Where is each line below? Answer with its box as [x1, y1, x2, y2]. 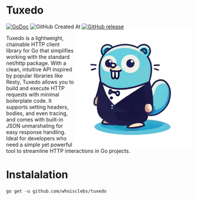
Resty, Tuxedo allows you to [6, 78, 74, 86]
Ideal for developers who [6, 135, 67, 142]
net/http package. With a [6, 60, 67, 67]
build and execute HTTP [6, 84, 65, 91]
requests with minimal [6, 91, 60, 98]
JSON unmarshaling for [6, 122, 63, 129]
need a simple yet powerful [6, 141, 73, 148]
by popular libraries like [6, 72, 63, 79]
